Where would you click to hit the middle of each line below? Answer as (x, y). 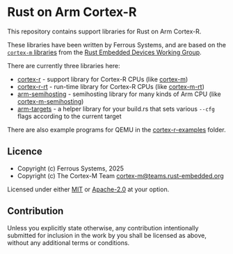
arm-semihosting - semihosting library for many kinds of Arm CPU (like (119, 94)
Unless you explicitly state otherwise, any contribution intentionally (103, 228)
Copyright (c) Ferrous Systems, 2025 (70, 168)
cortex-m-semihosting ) (50, 101)
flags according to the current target (69, 116)
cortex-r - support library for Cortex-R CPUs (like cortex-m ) (103, 79)
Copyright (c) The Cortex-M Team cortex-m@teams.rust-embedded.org (120, 175)
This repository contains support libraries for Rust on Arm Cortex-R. (104, 31)
